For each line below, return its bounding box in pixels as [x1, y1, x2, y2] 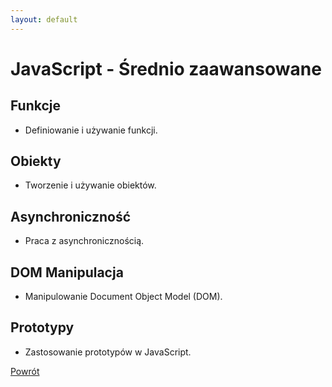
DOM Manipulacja [10, 264, 124, 281]
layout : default [10, 14, 78, 25]
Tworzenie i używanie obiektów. [24, 179, 157, 191]
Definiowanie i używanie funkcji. [24, 124, 158, 136]
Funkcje [10, 97, 62, 115]
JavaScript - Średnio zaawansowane [10, 57, 322, 80]
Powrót [10, 365, 40, 377]
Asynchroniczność [10, 208, 132, 225]
